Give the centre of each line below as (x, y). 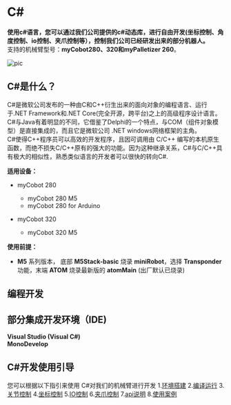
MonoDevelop (28, 343)
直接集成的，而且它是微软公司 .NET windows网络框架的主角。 (113, 130)
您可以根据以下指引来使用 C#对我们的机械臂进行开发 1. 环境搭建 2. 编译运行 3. (116, 385)
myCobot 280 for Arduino (64, 205)
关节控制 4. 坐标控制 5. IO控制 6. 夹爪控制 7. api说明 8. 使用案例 (92, 394)
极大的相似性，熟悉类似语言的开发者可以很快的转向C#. (91, 156)
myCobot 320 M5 (52, 232)
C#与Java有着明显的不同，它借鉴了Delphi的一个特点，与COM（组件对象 (110, 122)
